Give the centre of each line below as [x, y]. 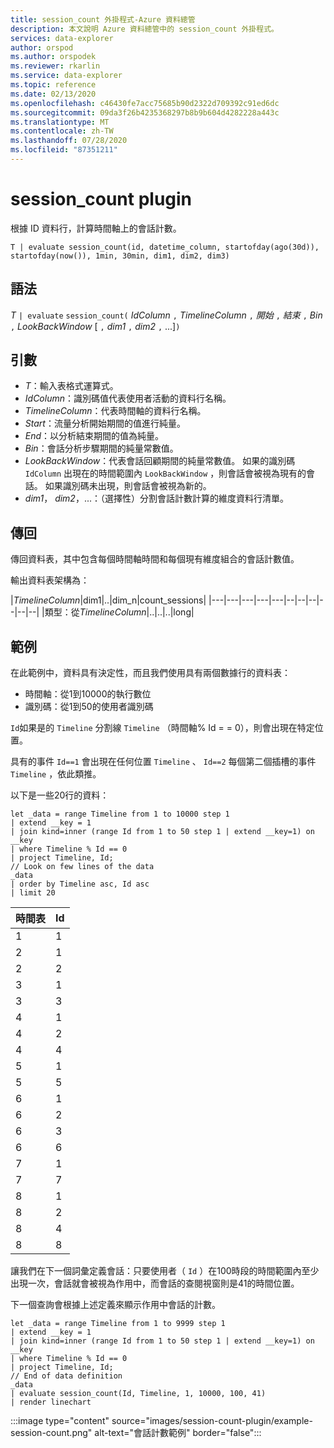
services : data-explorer [62, 38]
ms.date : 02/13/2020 [53, 94]
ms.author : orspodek [53, 57]
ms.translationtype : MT [60, 122]
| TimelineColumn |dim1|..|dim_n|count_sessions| [108, 600]
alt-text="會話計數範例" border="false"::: [178, 1433]
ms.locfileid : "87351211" [64, 150]
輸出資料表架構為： [50, 580]
